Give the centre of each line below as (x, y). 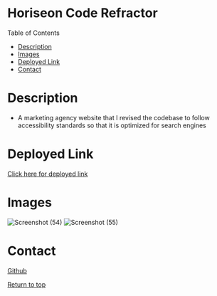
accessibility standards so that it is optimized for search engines (112, 125)
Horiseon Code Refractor (83, 13)
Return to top (27, 284)
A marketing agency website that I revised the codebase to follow (113, 117)
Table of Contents (34, 33)
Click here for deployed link (48, 174)
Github (17, 270)
